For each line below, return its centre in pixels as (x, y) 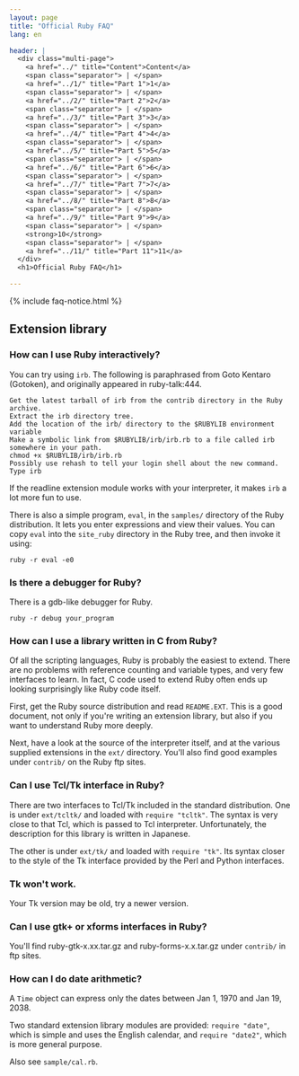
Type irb (26, 471)
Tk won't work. (43, 884)
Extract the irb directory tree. (72, 416)
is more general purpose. (56, 1045)
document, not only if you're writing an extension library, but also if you (141, 716)
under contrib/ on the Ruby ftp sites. (78, 762)
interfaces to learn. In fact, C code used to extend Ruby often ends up (138, 680)
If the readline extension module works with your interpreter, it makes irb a (148, 488)
